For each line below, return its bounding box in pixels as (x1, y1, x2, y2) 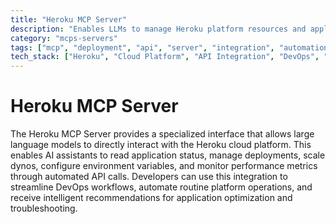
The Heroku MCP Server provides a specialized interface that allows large (10, 128, 315, 140)
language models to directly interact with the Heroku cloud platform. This (10, 139, 312, 151)
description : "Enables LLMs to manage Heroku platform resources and (10, 24, 307, 34)
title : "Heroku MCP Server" (10, 14, 128, 25)
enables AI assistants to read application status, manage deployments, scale (10, 149, 326, 161)
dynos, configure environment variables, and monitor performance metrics (10, 160, 318, 172)
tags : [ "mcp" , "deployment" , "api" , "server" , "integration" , (10, 42, 275, 53)
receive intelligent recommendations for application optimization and (10, 192, 293, 204)
